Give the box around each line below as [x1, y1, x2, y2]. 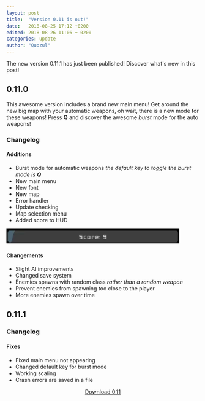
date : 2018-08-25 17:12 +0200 [6, 23, 89, 29]
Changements [6, 252, 43, 259]
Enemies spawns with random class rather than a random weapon [15, 278, 184, 286]
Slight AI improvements [15, 265, 74, 273]
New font [15, 184, 39, 191]
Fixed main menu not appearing [15, 356, 96, 364]
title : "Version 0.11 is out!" [6, 16, 89, 23]
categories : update [6, 36, 56, 42]
